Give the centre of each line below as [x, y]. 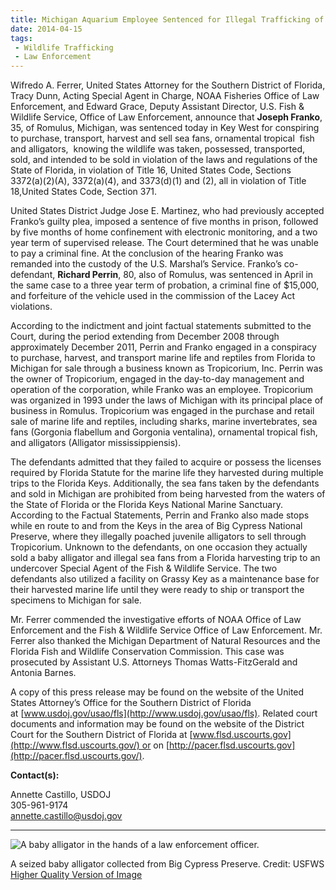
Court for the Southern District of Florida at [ [101, 735]
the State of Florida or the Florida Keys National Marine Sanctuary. [146, 505]
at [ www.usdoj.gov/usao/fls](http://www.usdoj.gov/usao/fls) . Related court [164, 713]
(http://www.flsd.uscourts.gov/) [75, 745]
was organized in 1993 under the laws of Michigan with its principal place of [167, 400]
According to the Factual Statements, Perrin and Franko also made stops [160, 515]
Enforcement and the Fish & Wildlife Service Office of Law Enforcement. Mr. [166, 630]
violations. [31, 307]
